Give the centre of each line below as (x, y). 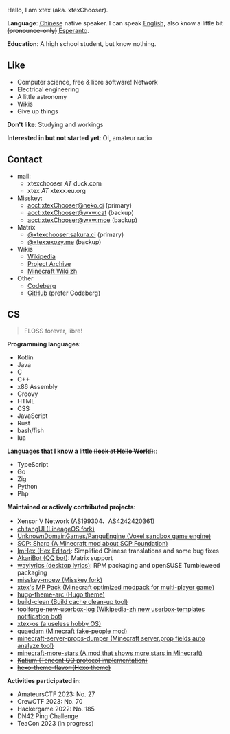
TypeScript (33, 465)
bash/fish (31, 431)
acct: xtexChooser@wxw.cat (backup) (80, 212)
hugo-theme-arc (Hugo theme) (61, 594)
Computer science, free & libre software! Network (87, 82)
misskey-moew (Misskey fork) (60, 580)
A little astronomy (42, 96)
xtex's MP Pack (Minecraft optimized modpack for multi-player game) (116, 588)
